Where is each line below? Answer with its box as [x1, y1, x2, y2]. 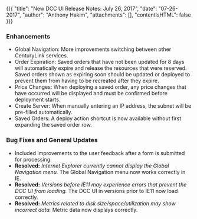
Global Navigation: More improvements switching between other [14, 46, 172, 53]
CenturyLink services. [14, 52, 68, 59]
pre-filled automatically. [14, 109, 73, 116]
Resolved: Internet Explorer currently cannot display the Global [14, 162, 169, 169]
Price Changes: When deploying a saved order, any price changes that [14, 83, 187, 91]
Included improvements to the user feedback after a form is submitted [14, 149, 185, 156]
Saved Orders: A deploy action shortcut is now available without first [14, 115, 182, 122]
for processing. [14, 156, 52, 163]
